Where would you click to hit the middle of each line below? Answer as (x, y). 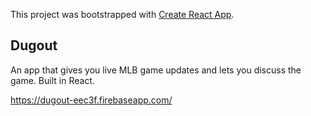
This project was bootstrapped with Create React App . (122, 14)
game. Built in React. (52, 80)
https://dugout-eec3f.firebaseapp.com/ (91, 100)
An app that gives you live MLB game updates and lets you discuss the (156, 70)
